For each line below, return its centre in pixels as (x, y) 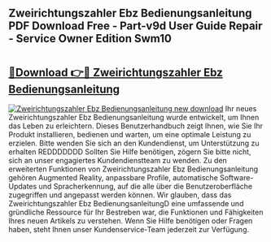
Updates (23, 186)
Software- (236, 177)
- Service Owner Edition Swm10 (90, 39)
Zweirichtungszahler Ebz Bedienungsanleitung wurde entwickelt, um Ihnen (134, 117)
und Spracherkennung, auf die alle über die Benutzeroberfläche (146, 186)
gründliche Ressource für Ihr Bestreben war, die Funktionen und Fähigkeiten (136, 212)
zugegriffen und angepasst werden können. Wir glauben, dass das (120, 195)
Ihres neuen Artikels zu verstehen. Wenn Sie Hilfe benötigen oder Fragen (131, 221)
